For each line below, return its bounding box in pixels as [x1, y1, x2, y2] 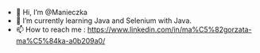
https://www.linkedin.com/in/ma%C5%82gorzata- [87, 25, 252, 34]
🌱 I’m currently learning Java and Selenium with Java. [15, 16, 192, 25]
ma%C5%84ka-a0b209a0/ [15, 36, 106, 45]
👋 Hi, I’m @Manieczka [15, 8, 87, 17]
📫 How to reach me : [15, 25, 86, 34]
